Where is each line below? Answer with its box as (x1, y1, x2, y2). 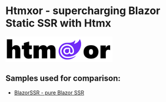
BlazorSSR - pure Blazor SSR (14, 89, 85, 96)
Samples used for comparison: (5, 73, 121, 83)
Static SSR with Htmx (5, 16, 111, 30)
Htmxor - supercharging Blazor (5, 4, 161, 18)
